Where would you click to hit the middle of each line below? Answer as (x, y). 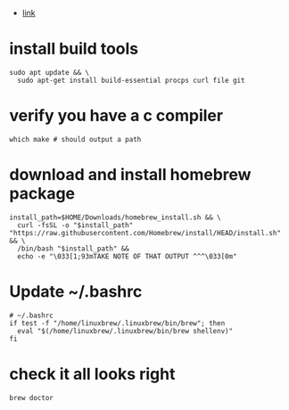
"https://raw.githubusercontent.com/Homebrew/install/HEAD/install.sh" (145, 233)
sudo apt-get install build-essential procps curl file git (131, 80)
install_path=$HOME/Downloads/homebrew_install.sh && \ (115, 217)
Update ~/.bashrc (76, 291)
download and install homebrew (130, 175)
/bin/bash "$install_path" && (73, 249)
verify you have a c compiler (116, 116)
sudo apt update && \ (50, 72)
